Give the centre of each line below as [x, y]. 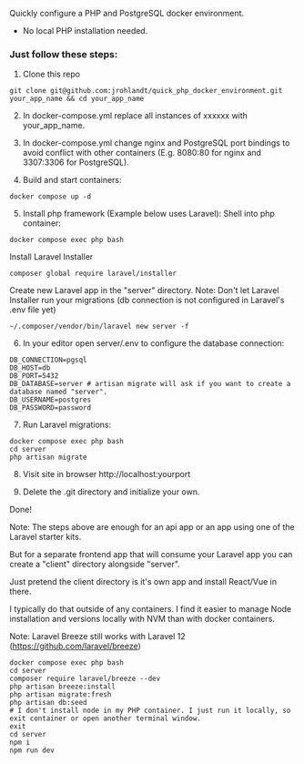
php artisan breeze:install [63, 687]
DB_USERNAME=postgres [51, 400]
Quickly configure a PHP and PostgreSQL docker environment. [127, 13]
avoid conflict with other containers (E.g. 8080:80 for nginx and [142, 153]
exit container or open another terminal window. [106, 718]
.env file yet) [33, 310]
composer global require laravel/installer [93, 274]
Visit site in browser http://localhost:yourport [106, 474]
